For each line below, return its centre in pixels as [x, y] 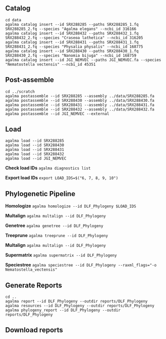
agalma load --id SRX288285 [35, 141]
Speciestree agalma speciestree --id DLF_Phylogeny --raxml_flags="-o [81, 265]
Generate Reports [34, 285]
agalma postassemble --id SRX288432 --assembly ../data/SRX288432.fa [80, 109]
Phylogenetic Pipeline [40, 194]
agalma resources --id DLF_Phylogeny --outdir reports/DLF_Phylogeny [80, 306]
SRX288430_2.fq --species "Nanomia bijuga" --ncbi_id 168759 [71, 55]
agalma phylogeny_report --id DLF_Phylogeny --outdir [63, 310]
